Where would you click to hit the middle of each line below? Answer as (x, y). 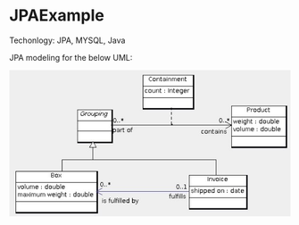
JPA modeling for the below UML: (71, 57)
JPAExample (57, 16)
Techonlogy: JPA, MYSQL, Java (67, 40)
